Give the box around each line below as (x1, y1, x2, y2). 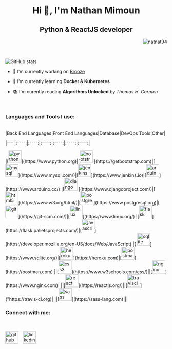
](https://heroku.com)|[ (73, 255, 122, 261)
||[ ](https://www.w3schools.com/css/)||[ (53, 269, 152, 275)
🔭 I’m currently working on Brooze (12, 69, 85, 74)
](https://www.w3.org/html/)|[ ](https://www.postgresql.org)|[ (18, 200, 160, 206)
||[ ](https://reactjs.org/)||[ (61, 282, 128, 289)
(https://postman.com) (5, 269, 53, 275)
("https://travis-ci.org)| (5, 296, 53, 302)
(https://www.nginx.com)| (5, 282, 60, 289)
